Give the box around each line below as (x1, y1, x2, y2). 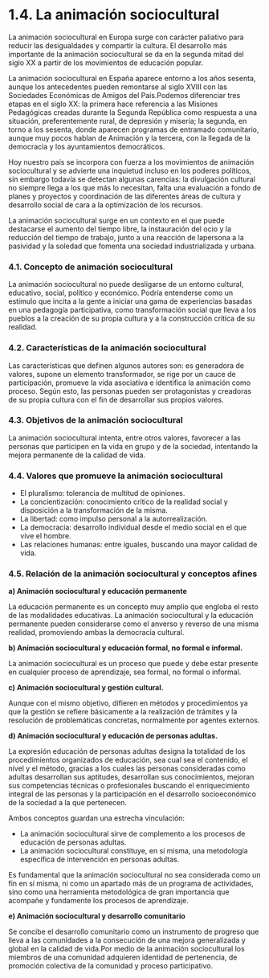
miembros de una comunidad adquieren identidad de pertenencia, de (8, 952, 238, 962)
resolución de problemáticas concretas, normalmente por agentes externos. (8, 715, 260, 725)
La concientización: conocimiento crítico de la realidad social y (19, 497, 229, 507)
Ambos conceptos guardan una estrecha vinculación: (8, 813, 185, 823)
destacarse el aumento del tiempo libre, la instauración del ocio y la (8, 223, 231, 234)
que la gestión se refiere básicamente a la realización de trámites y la (8, 707, 238, 717)
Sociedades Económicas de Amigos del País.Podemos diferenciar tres (8, 90, 241, 100)
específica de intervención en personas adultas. (19, 854, 180, 865)
